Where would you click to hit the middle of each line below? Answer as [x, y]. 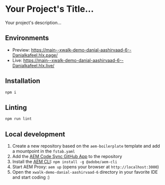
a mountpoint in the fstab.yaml [44, 151]
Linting [16, 107]
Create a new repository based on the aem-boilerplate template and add [86, 146]
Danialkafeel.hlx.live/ [33, 65]
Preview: [21, 50]
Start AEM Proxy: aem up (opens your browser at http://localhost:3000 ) [85, 167]
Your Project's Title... [49, 9]
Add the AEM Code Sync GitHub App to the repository [67, 156]
